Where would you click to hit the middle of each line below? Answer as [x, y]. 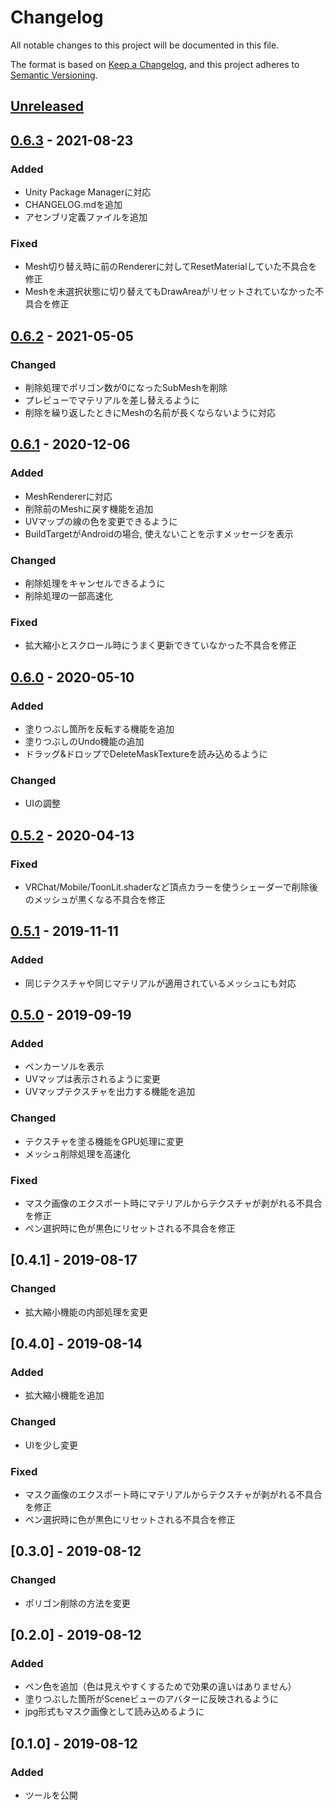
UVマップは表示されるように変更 [92, 1079]
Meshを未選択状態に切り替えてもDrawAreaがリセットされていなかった [170, 292]
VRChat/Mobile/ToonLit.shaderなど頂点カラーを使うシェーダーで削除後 [171, 887]
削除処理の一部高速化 [68, 595]
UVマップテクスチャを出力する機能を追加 [110, 1092]
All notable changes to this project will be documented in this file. [145, 45]
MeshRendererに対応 [68, 496]
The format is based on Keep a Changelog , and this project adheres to [155, 64]
